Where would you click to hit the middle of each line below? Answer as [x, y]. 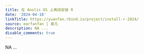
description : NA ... [27, 28]
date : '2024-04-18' [26, 14]
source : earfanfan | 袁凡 [32, 24]
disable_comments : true [30, 33]
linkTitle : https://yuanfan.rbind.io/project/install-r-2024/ [72, 19]
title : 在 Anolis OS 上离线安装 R [39, 10]
